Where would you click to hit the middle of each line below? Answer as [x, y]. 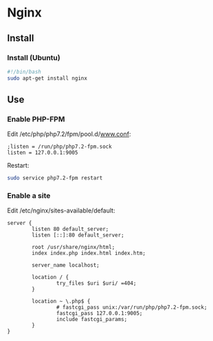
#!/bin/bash [24, 71]
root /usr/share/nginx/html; [74, 247]
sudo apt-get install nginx [47, 78]
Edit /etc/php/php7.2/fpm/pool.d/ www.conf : [69, 134]
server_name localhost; [66, 265]
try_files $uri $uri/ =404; [96, 283]
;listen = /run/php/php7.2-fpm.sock [59, 147]
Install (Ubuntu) [34, 58]
